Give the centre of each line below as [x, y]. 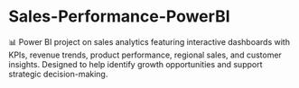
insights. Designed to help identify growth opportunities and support [135, 64]
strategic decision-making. [58, 74]
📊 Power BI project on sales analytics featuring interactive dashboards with [149, 41]
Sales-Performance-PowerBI [120, 17]
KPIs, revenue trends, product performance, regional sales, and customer [145, 55]
